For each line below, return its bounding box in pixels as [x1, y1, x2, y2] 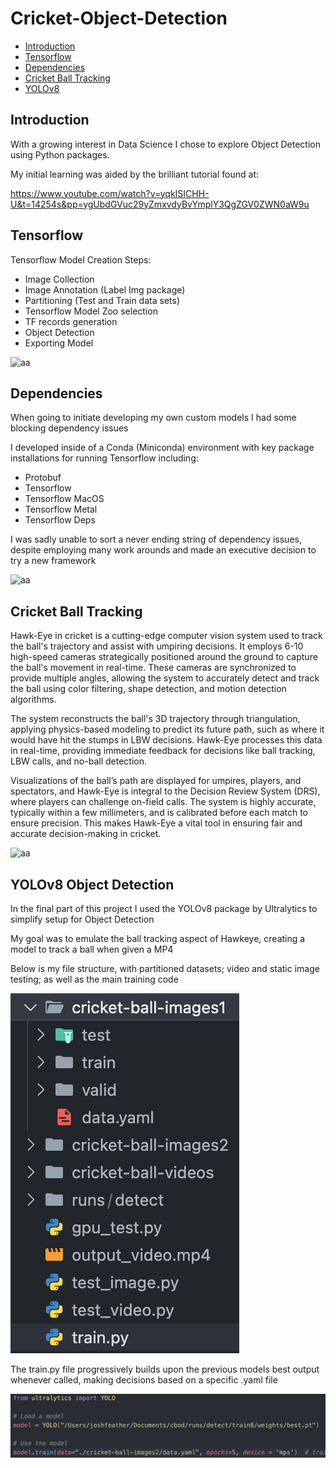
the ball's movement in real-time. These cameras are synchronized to [10, 662, 297, 674]
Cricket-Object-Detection [10, 7, 228, 30]
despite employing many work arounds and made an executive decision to [10, 544, 317, 556]
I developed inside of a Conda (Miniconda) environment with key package [10, 442, 315, 454]
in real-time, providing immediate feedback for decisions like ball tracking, [10, 745, 316, 757]
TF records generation [24, 315, 118, 327]
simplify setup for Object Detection [10, 913, 155, 925]
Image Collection [24, 273, 95, 285]
